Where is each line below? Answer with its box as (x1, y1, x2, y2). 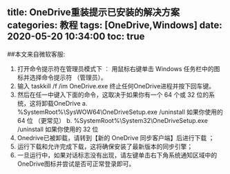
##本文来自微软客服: (7, 50, 66, 58)
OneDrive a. (53, 99, 88, 107)
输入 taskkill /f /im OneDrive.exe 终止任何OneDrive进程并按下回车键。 (17, 81, 215, 90)
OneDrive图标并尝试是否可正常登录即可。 (17, 159, 135, 168)
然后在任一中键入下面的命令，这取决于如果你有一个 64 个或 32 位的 (17, 90, 209, 99)
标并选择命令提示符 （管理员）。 (17, 73, 107, 81)
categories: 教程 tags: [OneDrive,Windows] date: (7, 19, 222, 31)
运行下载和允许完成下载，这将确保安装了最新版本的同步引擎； (17, 142, 193, 151)
